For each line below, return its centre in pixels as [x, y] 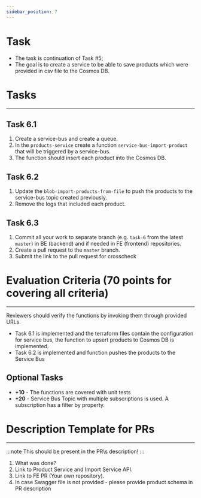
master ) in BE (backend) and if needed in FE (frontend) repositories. [98, 243]
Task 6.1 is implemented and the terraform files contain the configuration [104, 333]
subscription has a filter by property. [60, 405]
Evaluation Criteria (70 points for [89, 281]
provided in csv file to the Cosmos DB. [62, 71]
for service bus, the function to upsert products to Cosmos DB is [95, 340]
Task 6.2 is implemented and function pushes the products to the [95, 352]
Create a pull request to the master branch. [68, 250]
